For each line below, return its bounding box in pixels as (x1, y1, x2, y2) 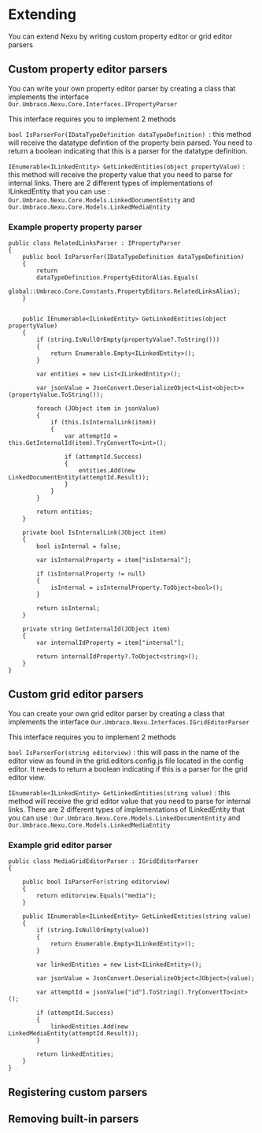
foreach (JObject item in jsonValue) (36, 405, 160, 413)
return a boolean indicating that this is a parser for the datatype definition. (8, 146, 248, 155)
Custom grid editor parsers (8, 687, 144, 702)
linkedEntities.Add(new (50, 1023, 128, 1031)
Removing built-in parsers (8, 1112, 139, 1125)
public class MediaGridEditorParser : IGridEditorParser (8, 857, 199, 865)
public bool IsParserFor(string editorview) (22, 878, 171, 887)
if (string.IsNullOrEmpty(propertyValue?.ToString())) (36, 336, 220, 344)
